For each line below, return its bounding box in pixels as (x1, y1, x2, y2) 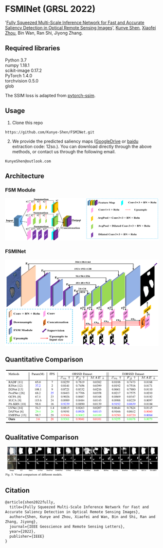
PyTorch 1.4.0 (5, 72, 33, 79)
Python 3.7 (5, 57, 27, 63)
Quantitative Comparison (5, 356, 84, 364)
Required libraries (5, 44, 60, 52)
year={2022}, (9, 529, 36, 534)
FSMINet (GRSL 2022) (5, 3, 96, 15)
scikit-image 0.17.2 (5, 67, 42, 73)
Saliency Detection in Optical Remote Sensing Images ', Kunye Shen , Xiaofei (5, 24, 156, 30)
